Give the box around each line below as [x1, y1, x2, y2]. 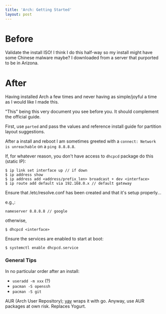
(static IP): [5, 158, 26, 164]
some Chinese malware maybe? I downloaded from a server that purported [5, 55, 159, 61]
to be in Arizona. [5, 60, 39, 66]
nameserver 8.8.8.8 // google [5, 209, 68, 214]
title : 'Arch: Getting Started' [5, 7, 72, 12]
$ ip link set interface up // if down [5, 168, 88, 173]
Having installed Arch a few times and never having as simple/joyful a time [5, 94, 157, 100]
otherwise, [5, 217, 27, 223]
